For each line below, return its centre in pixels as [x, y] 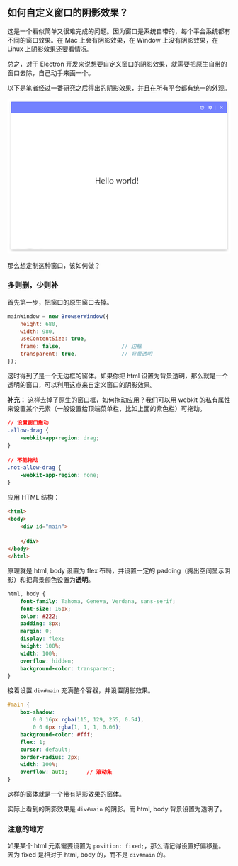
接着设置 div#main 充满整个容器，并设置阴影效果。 [81, 690]
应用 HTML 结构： [34, 497]
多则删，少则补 [33, 286]
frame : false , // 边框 [81, 347]
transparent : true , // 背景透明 [86, 354]
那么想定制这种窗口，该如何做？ [54, 265]
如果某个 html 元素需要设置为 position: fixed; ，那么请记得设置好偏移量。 [116, 846]
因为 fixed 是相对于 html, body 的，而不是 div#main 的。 [89, 855]
